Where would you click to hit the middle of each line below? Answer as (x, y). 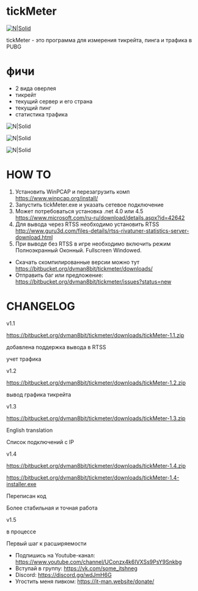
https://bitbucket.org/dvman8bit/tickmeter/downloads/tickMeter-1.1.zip (95, 335)
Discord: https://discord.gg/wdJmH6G (63, 574)
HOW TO (29, 175)
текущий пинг (33, 108)
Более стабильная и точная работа (52, 508)
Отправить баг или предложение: (59, 275)
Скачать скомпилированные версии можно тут (77, 262)
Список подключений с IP (40, 442)
